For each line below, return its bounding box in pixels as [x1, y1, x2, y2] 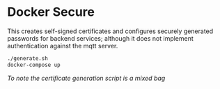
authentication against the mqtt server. [7, 41, 118, 50]
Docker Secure [7, 4, 95, 20]
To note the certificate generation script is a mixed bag [7, 74, 166, 82]
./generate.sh [7, 55, 49, 62]
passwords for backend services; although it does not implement [7, 34, 194, 42]
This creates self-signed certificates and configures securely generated [7, 27, 214, 35]
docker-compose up [7, 61, 61, 68]
